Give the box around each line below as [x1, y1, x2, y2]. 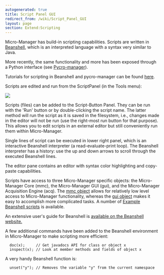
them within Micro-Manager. [5, 128, 63, 134]
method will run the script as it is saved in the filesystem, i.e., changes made [5, 113, 160, 119]
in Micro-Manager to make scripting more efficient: [5, 233, 109, 239]
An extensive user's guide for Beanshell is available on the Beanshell [5, 214, 144, 219]
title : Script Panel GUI [5, 12, 56, 17]
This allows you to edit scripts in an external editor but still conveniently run [5, 123, 158, 129]
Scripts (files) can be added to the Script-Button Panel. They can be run [5, 102, 151, 108]
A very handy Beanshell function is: [5, 256, 77, 262]
